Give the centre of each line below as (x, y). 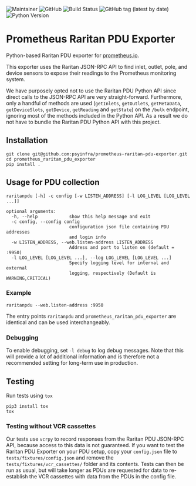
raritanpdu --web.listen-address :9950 (55, 305)
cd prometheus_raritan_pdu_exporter (51, 159)
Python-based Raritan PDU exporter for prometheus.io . (73, 55)
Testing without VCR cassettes (51, 426)
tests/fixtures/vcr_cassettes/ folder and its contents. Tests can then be (95, 464)
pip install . (23, 164)
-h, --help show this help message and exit (81, 217)
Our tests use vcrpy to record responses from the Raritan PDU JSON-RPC (95, 439)
